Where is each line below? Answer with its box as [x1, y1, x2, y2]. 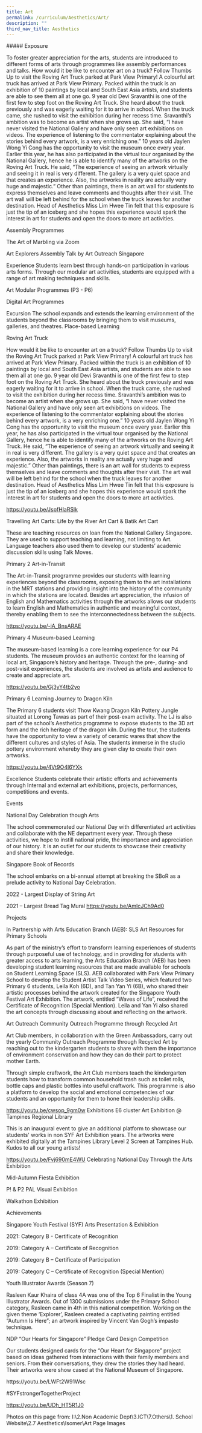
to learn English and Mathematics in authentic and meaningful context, [6, 604, 182, 611]
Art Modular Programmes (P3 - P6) [6, 286, 93, 294]
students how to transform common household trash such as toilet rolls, [6, 1076, 185, 1083]
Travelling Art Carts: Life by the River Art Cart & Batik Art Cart [6, 518, 159, 525]
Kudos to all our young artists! [6, 1144, 81, 1151]
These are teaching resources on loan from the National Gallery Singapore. [6, 529, 193, 536]
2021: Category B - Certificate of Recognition [6, 1233, 119, 1240]
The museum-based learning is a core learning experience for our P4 [6, 646, 178, 653]
